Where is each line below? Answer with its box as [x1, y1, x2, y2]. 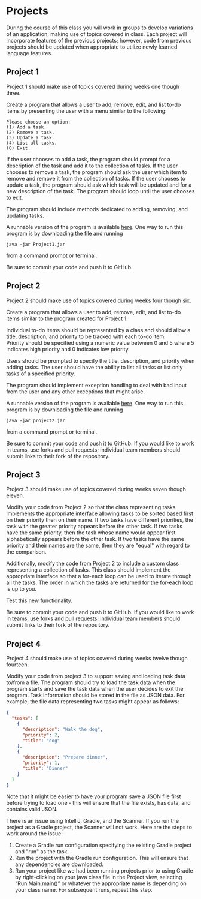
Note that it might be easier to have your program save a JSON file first [6, 793, 181, 800]
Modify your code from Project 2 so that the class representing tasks [6, 504, 176, 511]
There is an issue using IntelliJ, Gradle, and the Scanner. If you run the [6, 817, 179, 825]
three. [6, 89, 21, 97]
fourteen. [6, 661, 29, 668]
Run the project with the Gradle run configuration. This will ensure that [14, 855, 188, 862]
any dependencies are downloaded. [14, 861, 103, 868]
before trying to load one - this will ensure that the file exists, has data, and [6, 799, 191, 807]
